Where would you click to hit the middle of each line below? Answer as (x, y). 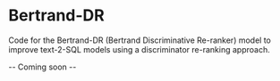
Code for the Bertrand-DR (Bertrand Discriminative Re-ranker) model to (140, 40)
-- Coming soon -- (42, 67)
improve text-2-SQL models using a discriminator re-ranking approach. (139, 49)
